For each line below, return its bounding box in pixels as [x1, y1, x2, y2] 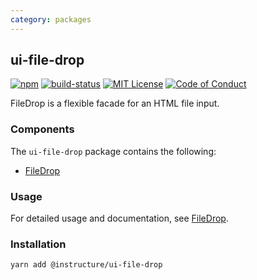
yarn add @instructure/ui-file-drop [10, 260, 163, 270]
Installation [10, 237, 67, 251]
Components [10, 122, 75, 136]
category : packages [10, 14, 92, 25]
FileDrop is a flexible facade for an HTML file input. [10, 97, 220, 110]
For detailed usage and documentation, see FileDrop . [10, 212, 229, 225]
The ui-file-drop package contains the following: [10, 145, 217, 157]
